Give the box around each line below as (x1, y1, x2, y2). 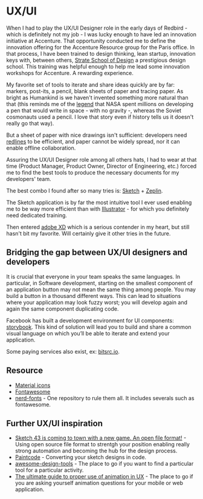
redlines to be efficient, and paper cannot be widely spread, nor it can (6, 137, 180, 145)
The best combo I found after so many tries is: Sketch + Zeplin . (6, 187, 163, 194)
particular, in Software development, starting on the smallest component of (6, 279, 193, 286)
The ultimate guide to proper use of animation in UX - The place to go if (14, 473, 193, 480)
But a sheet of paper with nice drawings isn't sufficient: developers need (6, 131, 187, 139)
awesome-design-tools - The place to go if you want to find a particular (14, 460, 194, 468)
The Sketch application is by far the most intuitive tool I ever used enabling (6, 199, 192, 206)
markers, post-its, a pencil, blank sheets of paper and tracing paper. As (6, 87, 184, 94)
